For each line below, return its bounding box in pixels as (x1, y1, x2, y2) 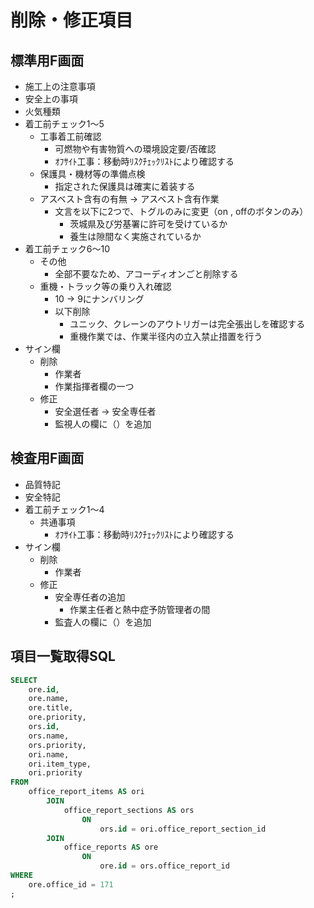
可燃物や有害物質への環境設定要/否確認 (54, 143, 217, 155)
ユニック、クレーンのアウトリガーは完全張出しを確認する (69, 318, 306, 330)
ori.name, (28, 749, 70, 760)
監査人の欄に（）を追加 (54, 616, 152, 628)
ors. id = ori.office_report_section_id (99, 824, 267, 834)
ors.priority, (28, 740, 87, 750)
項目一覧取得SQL (10, 648, 116, 665)
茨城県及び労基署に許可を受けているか (69, 218, 228, 230)
